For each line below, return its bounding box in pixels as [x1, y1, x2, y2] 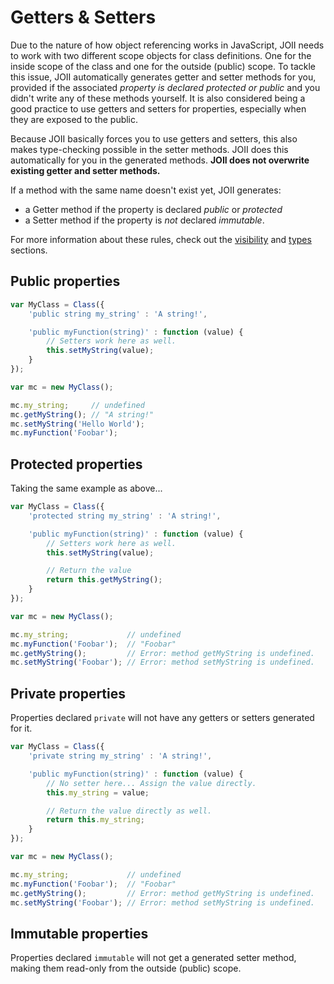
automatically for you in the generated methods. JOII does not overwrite [10, 154, 310, 166]
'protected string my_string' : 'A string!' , [28, 511, 222, 521]
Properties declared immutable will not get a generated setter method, [10, 952, 297, 964]
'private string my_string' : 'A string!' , [28, 751, 213, 761]
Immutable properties [10, 925, 149, 942]
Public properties [10, 273, 121, 290]
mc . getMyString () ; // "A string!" [10, 409, 155, 420]
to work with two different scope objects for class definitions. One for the [10, 49, 312, 61]
